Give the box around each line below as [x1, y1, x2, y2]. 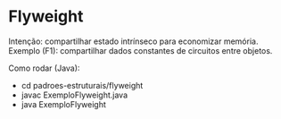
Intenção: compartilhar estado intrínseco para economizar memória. [8, 36, 259, 47]
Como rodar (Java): [8, 63, 80, 73]
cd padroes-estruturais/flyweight [21, 80, 144, 90]
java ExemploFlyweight [21, 98, 106, 109]
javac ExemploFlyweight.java [21, 89, 128, 100]
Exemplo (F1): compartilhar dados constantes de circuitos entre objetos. [8, 45, 273, 55]
